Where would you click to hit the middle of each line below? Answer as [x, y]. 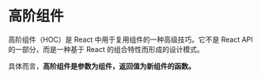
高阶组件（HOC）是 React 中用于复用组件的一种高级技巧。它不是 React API [130, 39]
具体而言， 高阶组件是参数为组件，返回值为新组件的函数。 [102, 66]
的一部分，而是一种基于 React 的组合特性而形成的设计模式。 [106, 49]
